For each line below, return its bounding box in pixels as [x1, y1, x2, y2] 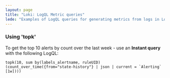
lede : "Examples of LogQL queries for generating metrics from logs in [5, 17, 159, 22]
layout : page [5, 7, 33, 13]
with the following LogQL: [5, 50, 59, 56]
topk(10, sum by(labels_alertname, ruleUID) [5, 60, 101, 65]
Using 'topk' [5, 33, 36, 40]
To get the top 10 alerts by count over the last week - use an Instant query [5, 45, 161, 51]
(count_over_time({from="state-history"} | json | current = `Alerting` [5, 64, 162, 69]
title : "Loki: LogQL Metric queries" [5, 12, 85, 17]
